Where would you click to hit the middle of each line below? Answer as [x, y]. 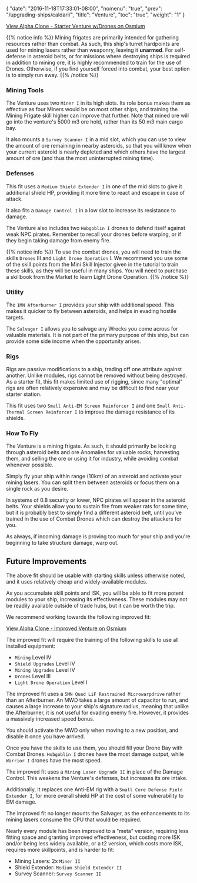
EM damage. [21, 802]
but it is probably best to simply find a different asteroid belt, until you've [94, 513]
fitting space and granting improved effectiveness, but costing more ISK [93, 837]
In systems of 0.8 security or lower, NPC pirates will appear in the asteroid [96, 500]
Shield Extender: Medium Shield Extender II [68, 868]
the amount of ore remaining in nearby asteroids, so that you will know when [99, 146]
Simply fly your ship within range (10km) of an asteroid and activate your [94, 477]
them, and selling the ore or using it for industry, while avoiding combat [92, 459]
